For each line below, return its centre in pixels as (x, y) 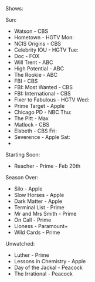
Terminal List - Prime (39, 207)
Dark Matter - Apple (38, 201)
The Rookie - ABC (36, 75)
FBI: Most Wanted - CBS (43, 87)
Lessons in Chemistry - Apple (50, 261)
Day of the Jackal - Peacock (48, 267)
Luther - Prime (31, 255)
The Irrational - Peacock (43, 274)
